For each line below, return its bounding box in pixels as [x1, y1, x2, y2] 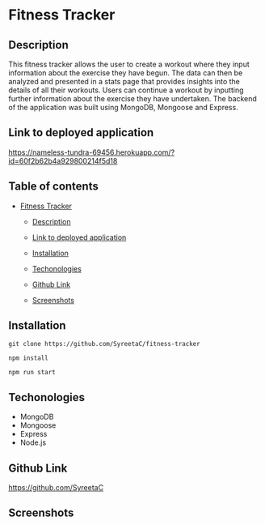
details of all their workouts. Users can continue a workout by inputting [8, 85, 244, 95]
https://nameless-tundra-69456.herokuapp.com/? [8, 147, 175, 157]
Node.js [19, 437, 47, 447]
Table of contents [8, 180, 99, 194]
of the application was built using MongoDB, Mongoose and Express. [8, 103, 238, 112]
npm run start [8, 369, 57, 377]
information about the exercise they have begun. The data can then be [8, 68, 243, 78]
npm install [8, 354, 48, 362]
